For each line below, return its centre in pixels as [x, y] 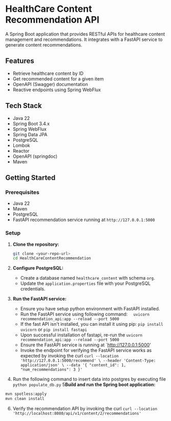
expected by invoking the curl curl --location [69, 356]
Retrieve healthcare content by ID [48, 73]
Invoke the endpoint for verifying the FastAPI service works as [86, 350]
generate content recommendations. [44, 45]
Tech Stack [24, 106]
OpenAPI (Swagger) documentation [50, 84]
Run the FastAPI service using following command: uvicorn [85, 314]
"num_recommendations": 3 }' [51, 370]
